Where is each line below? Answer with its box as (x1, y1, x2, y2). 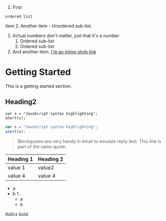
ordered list (5, 14, 33, 19)
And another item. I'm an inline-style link (12, 49, 97, 54)
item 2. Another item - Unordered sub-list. (5, 23, 92, 29)
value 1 (8, 164, 26, 171)
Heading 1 (8, 155, 34, 162)
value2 (38, 164, 54, 171)
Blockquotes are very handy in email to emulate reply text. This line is (17, 138, 161, 144)
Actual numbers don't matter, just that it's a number (12, 33, 120, 38)
